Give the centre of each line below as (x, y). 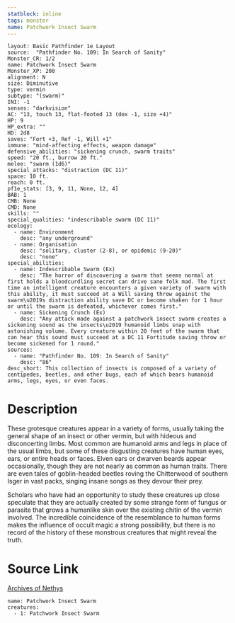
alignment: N (27, 78)
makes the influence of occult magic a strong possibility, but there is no (111, 525)
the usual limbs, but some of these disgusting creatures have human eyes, (116, 451)
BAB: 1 (17, 195)
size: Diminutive (33, 84)
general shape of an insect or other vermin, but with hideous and (102, 436)
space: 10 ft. (28, 177)
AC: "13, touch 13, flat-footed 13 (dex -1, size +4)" (90, 115)
